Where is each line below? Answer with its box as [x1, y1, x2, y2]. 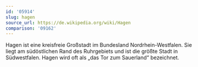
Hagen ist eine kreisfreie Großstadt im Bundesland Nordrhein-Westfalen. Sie [5, 42, 193, 49]
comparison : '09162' [5, 25, 57, 31]
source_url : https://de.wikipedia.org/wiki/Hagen [5, 20, 131, 25]
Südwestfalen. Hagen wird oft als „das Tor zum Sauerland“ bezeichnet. [5, 54, 180, 61]
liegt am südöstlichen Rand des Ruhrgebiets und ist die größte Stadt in [5, 48, 178, 55]
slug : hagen [5, 14, 35, 20]
